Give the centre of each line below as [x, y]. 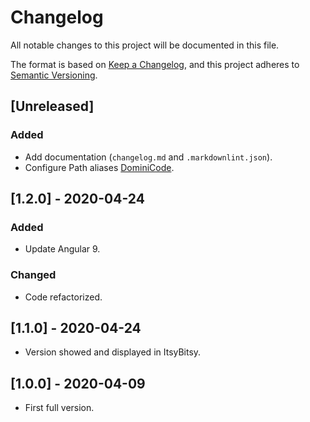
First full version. [59, 408]
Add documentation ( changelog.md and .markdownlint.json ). [148, 157]
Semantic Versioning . [54, 75]
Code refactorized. [63, 297]
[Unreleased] [52, 106]
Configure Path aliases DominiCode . [99, 167]
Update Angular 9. [62, 249]
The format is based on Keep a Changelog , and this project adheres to [155, 64]
